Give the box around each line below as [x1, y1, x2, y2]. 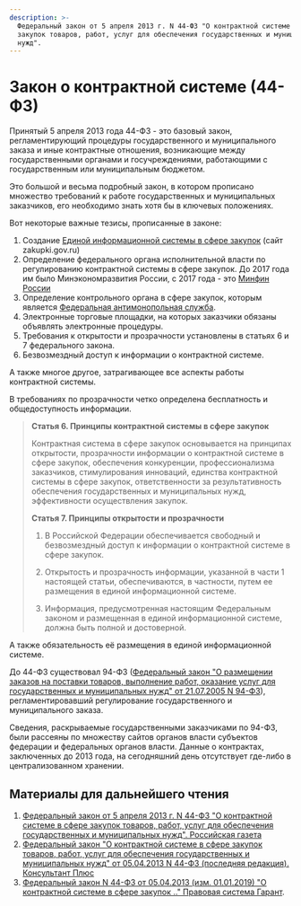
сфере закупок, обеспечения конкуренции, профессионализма [30, 457, 275, 468]
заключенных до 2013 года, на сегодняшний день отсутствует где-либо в [9, 751, 291, 761]
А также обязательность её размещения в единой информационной [9, 639, 271, 651]
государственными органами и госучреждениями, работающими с [9, 154, 269, 165]
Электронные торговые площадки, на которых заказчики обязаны [21, 312, 277, 322]
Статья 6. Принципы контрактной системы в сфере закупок [30, 421, 270, 432]
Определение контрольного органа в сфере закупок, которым [21, 293, 262, 303]
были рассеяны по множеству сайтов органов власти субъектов [9, 732, 258, 743]
